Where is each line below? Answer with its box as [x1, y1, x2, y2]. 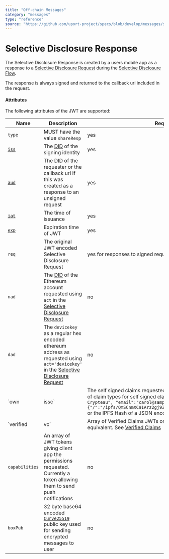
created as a [43, 182, 73, 189]
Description [48, 120, 77, 127]
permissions [43, 458, 73, 465]
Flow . [5, 70, 17, 76]
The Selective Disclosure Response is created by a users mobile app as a [5, 60, 157, 66]
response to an [43, 189, 79, 196]
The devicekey [43, 323, 78, 330]
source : [5, 21, 22, 27]
